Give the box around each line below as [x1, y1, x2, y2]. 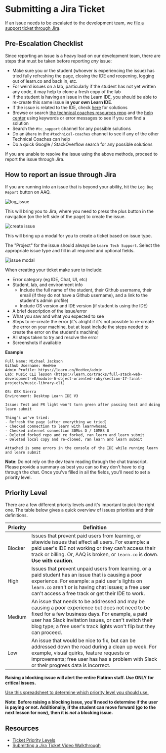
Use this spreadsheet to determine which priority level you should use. [5, 690, 149, 695]
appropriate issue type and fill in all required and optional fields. [5, 247, 135, 253]
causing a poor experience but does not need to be [31, 604, 150, 611]
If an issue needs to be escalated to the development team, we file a [5, 20, 144, 26]
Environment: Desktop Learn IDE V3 [5, 393, 79, 399]
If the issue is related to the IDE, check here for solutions [12, 104, 127, 110]
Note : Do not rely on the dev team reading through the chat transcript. [5, 459, 148, 464]
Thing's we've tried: [5, 415, 50, 420]
